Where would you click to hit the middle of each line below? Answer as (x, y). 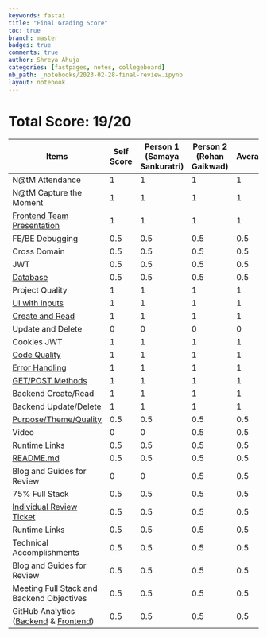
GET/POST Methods (50, 381)
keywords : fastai (37, 16)
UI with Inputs (38, 303)
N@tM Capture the (47, 193)
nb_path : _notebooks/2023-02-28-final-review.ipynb (95, 75)
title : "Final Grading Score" (58, 23)
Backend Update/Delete (57, 406)
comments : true (33, 52)
